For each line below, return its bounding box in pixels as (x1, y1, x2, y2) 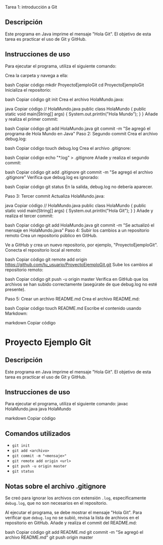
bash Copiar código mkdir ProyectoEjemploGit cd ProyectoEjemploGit (5, 82, 144, 88)
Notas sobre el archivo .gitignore (5, 482, 106, 490)
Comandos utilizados (5, 429, 71, 438)
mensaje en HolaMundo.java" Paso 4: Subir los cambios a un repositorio (5, 227, 149, 233)
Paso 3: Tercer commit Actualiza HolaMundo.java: (5, 193, 105, 199)
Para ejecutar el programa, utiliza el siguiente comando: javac (5, 401, 129, 407)
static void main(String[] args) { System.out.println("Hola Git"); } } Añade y (5, 208, 154, 213)
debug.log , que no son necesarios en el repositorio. (5, 500, 108, 506)
